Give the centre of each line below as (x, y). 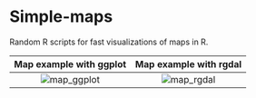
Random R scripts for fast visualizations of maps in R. (109, 42)
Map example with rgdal (188, 64)
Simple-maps (61, 17)
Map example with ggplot (70, 64)
